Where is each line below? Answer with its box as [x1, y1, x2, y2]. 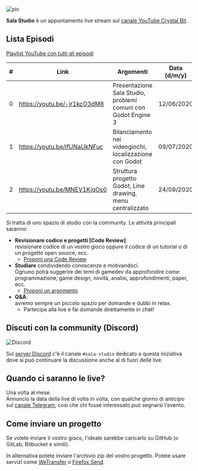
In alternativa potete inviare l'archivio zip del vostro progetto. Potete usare [6, 452, 186, 459]
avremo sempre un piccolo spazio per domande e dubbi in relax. [14, 299, 171, 307]
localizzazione [113, 150, 153, 158]
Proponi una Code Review [23, 255, 87, 262]
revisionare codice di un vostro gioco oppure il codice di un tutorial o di [14, 243, 187, 250]
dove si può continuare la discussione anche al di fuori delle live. [6, 356, 163, 363]
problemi [113, 96, 137, 104]
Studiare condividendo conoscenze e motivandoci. [14, 262, 140, 269]
